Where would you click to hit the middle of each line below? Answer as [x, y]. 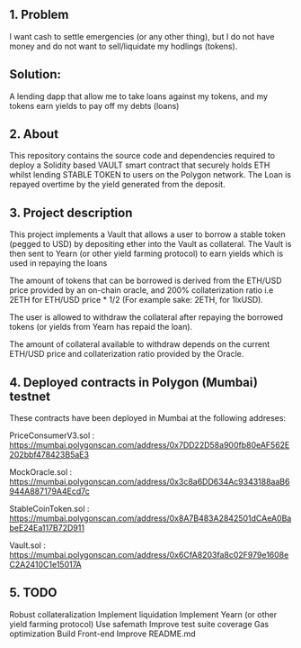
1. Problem [39, 15]
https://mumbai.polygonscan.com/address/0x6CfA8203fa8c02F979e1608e [149, 555]
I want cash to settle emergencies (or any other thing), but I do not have [142, 36]
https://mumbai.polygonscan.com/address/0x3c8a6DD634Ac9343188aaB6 [150, 482]
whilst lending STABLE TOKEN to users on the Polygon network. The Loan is [150, 175]
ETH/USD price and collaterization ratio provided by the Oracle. [127, 354]
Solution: [35, 74]
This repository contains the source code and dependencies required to [142, 156]
